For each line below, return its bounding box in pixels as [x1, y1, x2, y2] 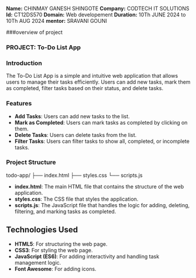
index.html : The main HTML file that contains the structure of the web [14, 183, 184, 190]
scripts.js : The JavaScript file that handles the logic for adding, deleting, [14, 201, 190, 208]
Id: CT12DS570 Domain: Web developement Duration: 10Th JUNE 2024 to [6, 11, 186, 18]
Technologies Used [6, 225, 78, 235]
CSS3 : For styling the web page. [14, 246, 93, 253]
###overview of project [6, 29, 63, 36]
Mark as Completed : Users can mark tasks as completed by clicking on [14, 119, 188, 126]
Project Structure [6, 158, 56, 166]
